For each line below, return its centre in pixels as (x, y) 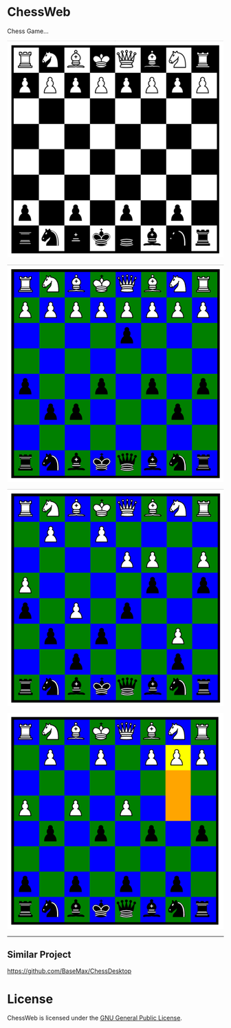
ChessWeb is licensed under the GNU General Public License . (95, 1018)
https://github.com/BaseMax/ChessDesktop (69, 971)
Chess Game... (28, 31)
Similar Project (39, 955)
